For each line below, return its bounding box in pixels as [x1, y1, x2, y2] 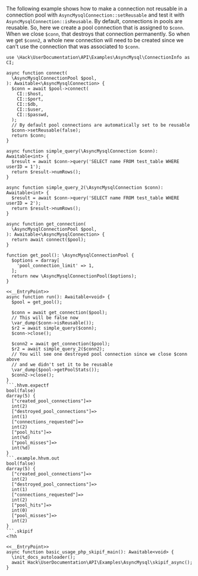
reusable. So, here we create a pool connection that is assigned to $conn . [6, 24, 185, 31]
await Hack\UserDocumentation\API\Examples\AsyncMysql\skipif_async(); [11, 559, 193, 565]
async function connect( [6, 70, 68, 76]
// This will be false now [11, 315, 78, 321]
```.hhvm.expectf [6, 383, 49, 389]
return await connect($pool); [11, 237, 86, 243]
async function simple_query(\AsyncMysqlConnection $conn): [6, 148, 159, 154]
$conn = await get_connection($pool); [11, 309, 108, 315]
